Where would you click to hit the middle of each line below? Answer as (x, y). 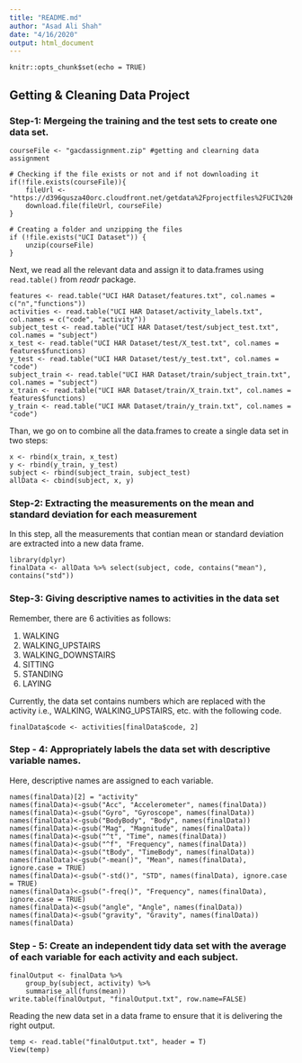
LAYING (37, 683)
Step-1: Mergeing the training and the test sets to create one (143, 121)
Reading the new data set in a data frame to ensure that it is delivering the (146, 1016)
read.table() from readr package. (73, 279)
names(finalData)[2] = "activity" (74, 797)
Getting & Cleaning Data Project (100, 95)
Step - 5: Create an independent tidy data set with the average (148, 945)
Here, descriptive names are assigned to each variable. (111, 780)
